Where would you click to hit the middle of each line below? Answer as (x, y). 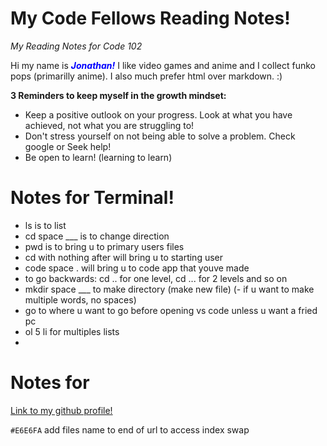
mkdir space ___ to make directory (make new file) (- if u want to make (169, 289)
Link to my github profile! (61, 410)
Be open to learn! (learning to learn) (98, 157)
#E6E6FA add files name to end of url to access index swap (130, 429)
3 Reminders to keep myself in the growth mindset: (118, 95)
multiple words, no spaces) (80, 299)
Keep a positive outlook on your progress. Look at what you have (158, 114)
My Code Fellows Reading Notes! (150, 18)
